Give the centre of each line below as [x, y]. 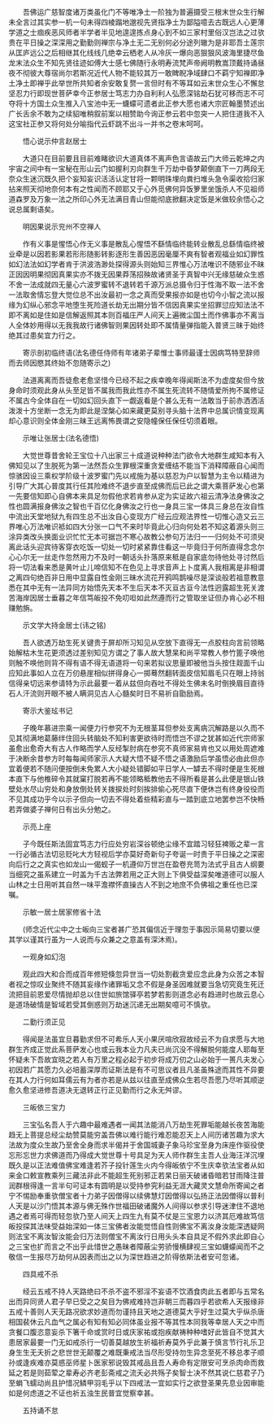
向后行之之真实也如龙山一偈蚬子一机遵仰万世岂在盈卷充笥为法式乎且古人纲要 [136, 864]
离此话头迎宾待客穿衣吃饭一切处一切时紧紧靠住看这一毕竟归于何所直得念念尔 [136, 547]
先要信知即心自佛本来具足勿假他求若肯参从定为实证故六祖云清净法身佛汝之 [140, 496]
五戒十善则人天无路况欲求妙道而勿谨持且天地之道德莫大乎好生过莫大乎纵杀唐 [136, 1312]
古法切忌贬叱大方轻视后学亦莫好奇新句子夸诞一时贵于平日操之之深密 [150, 854]
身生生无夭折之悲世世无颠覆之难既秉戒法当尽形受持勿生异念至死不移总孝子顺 [136, 1352]
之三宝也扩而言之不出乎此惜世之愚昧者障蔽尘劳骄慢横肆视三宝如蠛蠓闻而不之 [136, 1246]
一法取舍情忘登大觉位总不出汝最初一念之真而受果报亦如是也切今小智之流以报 [136, 295]
